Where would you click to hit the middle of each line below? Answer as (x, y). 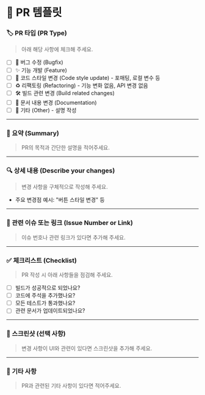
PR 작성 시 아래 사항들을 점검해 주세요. (67, 275)
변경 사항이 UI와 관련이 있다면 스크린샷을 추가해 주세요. (87, 348)
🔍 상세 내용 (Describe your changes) (61, 171)
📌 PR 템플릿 (34, 12)
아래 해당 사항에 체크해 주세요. (57, 49)
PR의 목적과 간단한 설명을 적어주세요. (65, 148)
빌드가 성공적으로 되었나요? (48, 288)
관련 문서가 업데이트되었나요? (50, 311)
